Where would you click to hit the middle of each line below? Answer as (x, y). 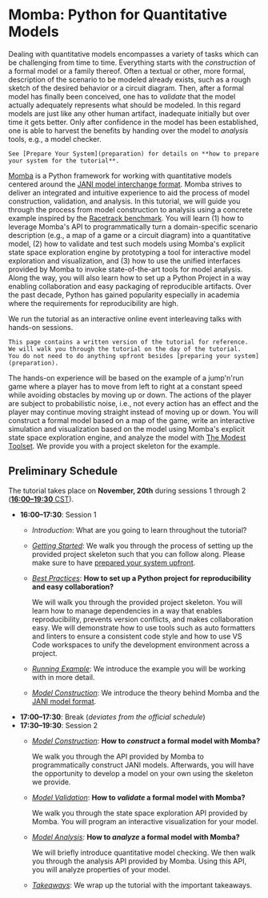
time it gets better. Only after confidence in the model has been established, (133, 122)
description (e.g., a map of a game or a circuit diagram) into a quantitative (130, 235)
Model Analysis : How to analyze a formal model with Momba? (136, 837)
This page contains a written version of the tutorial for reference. (128, 342)
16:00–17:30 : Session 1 (58, 514)
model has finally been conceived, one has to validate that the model (122, 96)
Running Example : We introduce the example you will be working (139, 668)
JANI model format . (64, 701)
